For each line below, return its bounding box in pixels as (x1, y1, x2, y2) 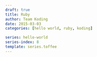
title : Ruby (5, 12, 30, 17)
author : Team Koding (5, 16, 48, 21)
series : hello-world (5, 35, 48, 40)
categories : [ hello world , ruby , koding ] (5, 26, 93, 31)
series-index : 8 (5, 39, 39, 45)
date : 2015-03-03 (5, 21, 41, 26)
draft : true (5, 7, 30, 12)
